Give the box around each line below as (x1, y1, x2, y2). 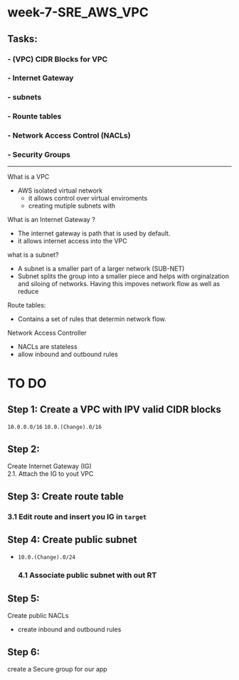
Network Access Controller (7, 329, 87, 338)
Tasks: (7, 33, 38, 45)
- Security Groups (7, 150, 71, 160)
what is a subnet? (7, 250, 59, 259)
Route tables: (7, 301, 46, 310)
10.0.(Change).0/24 (17, 554, 76, 561)
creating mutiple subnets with (28, 201, 116, 210)
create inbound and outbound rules (17, 625, 122, 634)
